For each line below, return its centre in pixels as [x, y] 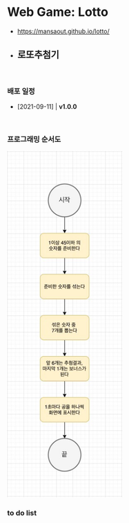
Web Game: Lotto [58, 12]
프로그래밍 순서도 [34, 139]
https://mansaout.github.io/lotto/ [63, 31]
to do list [22, 513]
